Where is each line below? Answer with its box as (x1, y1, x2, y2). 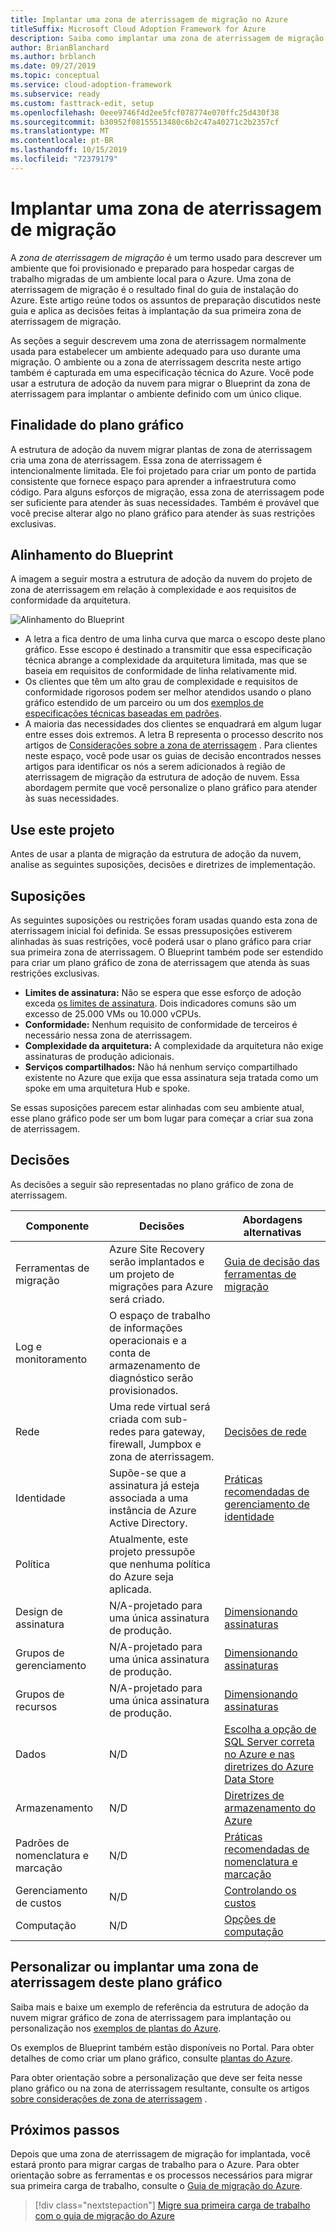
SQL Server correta (224, 1734, 315, 1748)
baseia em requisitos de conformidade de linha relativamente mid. (24, 665, 297, 677)
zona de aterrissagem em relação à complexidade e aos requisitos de (10, 584, 297, 596)
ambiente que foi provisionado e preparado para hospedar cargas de (10, 262, 295, 274)
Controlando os (224, 1883, 297, 1897)
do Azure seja (108, 1569, 175, 1583)
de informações (108, 1321, 183, 1335)
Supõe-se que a (108, 1466, 187, 1480)
